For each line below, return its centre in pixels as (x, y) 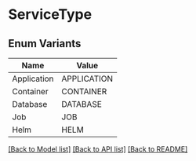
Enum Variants (45, 44)
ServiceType (50, 15)
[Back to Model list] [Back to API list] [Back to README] (98, 149)
